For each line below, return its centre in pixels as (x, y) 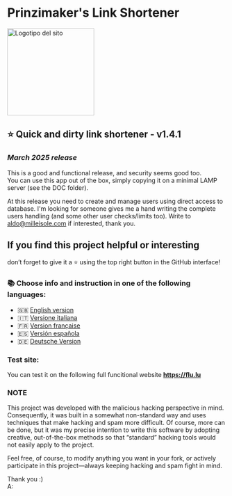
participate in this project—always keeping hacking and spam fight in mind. (115, 466)
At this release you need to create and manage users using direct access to (115, 201)
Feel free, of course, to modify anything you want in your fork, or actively (112, 458)
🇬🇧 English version (45, 310)
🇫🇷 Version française (49, 326)
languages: (27, 295)
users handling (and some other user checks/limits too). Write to (99, 216)
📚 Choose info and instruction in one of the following (99, 283)
